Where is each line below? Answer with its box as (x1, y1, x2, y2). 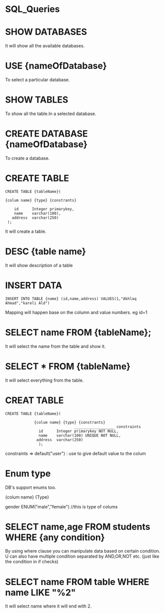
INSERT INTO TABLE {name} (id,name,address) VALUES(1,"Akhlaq (5, 296, 137, 301)
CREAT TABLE (5, 395, 64, 406)
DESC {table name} (5, 246, 86, 257)
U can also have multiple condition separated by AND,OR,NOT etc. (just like (5, 553, 160, 559)
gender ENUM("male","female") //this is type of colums (5, 503, 118, 509)
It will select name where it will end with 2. (5, 603, 92, 609)
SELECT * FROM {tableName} (5, 360, 131, 372)
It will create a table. (5, 228, 47, 234)
